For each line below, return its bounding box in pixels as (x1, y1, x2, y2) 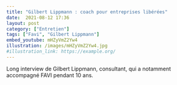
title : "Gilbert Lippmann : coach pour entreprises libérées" (6, 8, 168, 15)
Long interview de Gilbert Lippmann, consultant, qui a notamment (6, 65, 172, 72)
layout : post (6, 20, 40, 26)
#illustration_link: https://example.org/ (6, 49, 116, 55)
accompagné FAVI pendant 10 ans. (6, 71, 93, 79)
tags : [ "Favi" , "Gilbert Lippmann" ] (6, 32, 99, 38)
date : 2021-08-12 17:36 (6, 15, 70, 21)
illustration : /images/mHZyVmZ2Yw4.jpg (6, 43, 108, 49)
